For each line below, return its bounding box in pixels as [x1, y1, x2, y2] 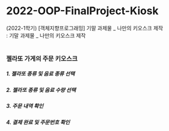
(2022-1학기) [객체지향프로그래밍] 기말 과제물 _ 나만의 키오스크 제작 [6, 24, 163, 31]
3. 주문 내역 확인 [6, 103, 44, 110]
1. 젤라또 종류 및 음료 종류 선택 [6, 70, 75, 78]
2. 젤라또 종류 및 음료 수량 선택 [6, 86, 76, 93]
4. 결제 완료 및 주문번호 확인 [6, 119, 70, 126]
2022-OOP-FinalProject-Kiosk [6, 4, 159, 18]
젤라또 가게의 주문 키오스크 [6, 55, 78, 63]
